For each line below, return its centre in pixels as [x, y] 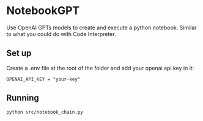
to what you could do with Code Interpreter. [61, 34]
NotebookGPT [43, 11]
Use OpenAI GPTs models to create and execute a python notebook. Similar [102, 28]
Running [23, 98]
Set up [19, 53]
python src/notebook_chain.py [45, 112]
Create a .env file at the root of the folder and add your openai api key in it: [100, 68]
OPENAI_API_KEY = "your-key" [43, 79]
